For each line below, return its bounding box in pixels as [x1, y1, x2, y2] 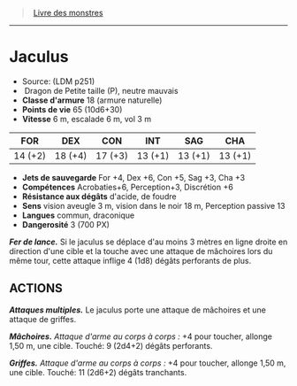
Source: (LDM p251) [21, 75, 95, 87]
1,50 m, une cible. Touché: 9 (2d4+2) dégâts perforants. [9, 340, 213, 351]
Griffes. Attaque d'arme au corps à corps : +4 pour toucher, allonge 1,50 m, [9, 358, 286, 368]
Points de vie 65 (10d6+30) [21, 104, 123, 114]
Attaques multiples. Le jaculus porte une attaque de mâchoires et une [9, 305, 267, 315]
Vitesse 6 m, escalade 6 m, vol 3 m [21, 113, 152, 124]
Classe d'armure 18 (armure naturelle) [21, 95, 163, 105]
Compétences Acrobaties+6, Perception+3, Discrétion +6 [21, 181, 234, 192]
